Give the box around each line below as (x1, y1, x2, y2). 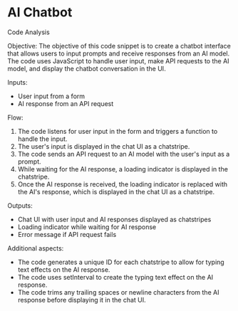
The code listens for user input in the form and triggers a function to (17, 127, 218, 135)
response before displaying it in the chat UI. (17, 295, 146, 304)
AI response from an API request (17, 99, 114, 107)
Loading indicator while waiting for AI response (17, 222, 157, 231)
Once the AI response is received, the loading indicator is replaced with (17, 179, 228, 189)
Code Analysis (7, 28, 50, 36)
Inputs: (7, 78, 28, 86)
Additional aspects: (7, 243, 64, 253)
